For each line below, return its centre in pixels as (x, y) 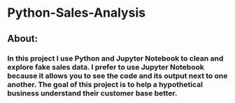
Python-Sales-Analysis (76, 13)
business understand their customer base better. (92, 93)
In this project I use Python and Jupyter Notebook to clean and (115, 58)
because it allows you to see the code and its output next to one (117, 76)
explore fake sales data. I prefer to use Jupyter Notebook (106, 67)
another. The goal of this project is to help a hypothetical (105, 84)
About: (23, 39)
